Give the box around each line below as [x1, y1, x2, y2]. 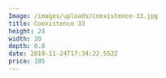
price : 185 [8, 58, 46, 66]
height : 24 [8, 27, 46, 35]
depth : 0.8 [8, 42, 46, 50]
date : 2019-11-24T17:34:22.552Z [8, 50, 118, 58]
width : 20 [8, 34, 42, 43]
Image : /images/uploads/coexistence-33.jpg [8, 11, 159, 20]
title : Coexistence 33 [8, 19, 85, 28]
